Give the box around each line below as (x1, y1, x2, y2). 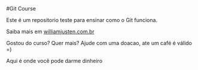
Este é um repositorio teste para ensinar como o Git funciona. (6, 17, 157, 23)
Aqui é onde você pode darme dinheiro (6, 58, 103, 64)
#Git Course (6, 5, 36, 12)
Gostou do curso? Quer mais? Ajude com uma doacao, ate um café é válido (6, 40, 193, 46)
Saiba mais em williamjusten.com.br (6, 28, 95, 35)
